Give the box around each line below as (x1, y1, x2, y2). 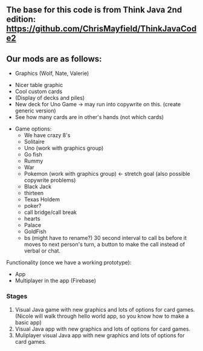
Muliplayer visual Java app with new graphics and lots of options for (14, 332, 185, 339)
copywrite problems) (24, 176, 76, 184)
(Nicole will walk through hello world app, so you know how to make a (14, 312, 189, 320)
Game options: (14, 125, 52, 132)
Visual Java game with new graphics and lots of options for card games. (14, 306, 195, 313)
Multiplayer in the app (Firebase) (14, 277, 97, 285)
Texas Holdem (24, 196, 60, 203)
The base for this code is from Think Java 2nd (6, 5, 182, 15)
